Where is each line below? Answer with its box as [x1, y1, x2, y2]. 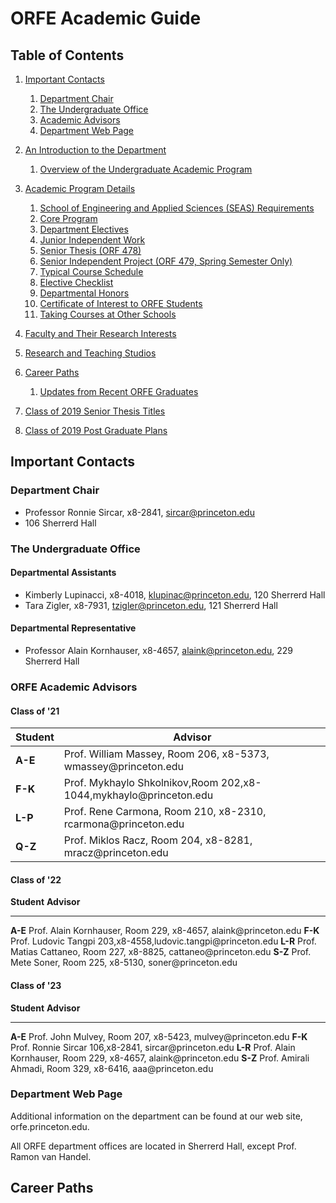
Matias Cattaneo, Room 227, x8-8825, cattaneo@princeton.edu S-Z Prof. [10, 946, 312, 958]
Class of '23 [10, 979, 62, 991]
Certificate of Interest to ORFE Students [39, 298, 203, 309]
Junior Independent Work [39, 234, 146, 246]
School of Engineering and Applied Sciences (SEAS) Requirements [39, 202, 315, 214]
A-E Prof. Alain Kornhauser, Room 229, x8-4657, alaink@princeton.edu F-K [10, 925, 320, 937]
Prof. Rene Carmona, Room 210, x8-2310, [63, 805, 267, 819]
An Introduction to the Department [24, 144, 167, 156]
